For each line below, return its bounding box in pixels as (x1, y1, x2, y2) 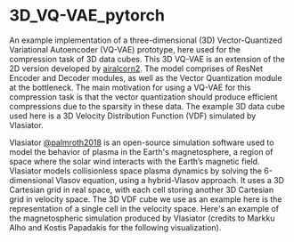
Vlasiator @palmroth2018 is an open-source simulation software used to (9, 137, 274, 148)
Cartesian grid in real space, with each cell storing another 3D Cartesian (9, 184, 274, 195)
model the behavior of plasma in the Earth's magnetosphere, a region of (9, 146, 274, 157)
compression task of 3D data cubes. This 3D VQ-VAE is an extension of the (9, 53, 285, 64)
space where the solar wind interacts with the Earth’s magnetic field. (9, 156, 260, 166)
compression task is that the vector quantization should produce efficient (9, 91, 278, 102)
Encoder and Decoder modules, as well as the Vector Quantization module (9, 72, 282, 83)
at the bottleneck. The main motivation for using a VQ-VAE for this (9, 82, 251, 93)
